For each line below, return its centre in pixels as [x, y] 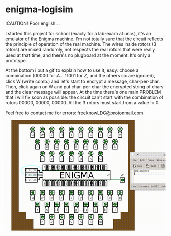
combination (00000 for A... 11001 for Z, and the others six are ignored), [80, 75]
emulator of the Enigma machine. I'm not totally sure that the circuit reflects [84, 39]
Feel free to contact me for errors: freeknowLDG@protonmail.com [74, 113]
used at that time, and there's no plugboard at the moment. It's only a [78, 55]
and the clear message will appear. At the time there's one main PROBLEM [83, 92]
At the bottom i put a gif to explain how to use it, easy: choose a [72, 70]
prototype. [16, 60]
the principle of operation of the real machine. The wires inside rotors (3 [81, 44]
